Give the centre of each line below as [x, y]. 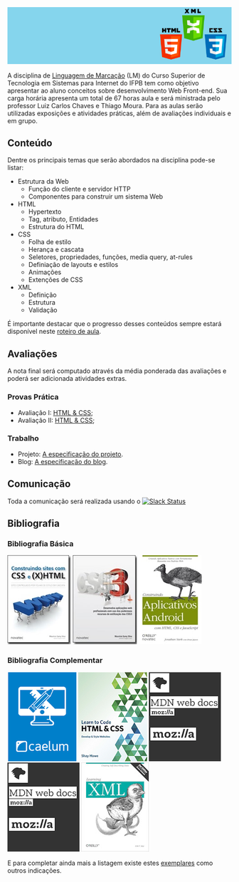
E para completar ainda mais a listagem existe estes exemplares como [110, 863]
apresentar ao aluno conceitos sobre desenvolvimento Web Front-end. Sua [117, 90]
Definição [42, 295]
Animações [45, 272]
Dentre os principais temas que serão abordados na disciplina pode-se [111, 160]
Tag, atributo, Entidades [63, 219]
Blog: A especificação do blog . [63, 461]
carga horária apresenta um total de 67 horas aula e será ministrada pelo [114, 98]
